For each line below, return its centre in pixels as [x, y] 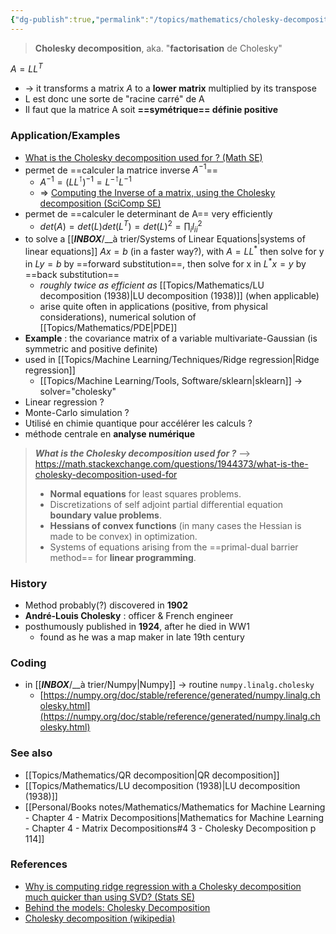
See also [31, 753]
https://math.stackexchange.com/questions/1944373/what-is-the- [171, 463]
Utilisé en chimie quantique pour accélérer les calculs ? [138, 423]
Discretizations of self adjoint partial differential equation [166, 504]
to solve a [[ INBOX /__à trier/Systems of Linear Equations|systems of [165, 239]
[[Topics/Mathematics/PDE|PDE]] [108, 327]
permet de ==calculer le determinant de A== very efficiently [148, 213]
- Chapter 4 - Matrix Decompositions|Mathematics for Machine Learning [174, 817]
